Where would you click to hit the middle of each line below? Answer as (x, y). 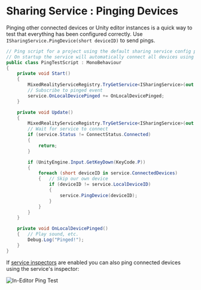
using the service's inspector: (43, 268)
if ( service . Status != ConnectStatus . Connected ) (89, 135)
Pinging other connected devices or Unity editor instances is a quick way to (99, 28)
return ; (48, 146)
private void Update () (45, 112)
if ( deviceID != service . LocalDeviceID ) (100, 185)
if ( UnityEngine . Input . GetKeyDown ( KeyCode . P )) (87, 162)
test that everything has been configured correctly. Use (74, 34)
